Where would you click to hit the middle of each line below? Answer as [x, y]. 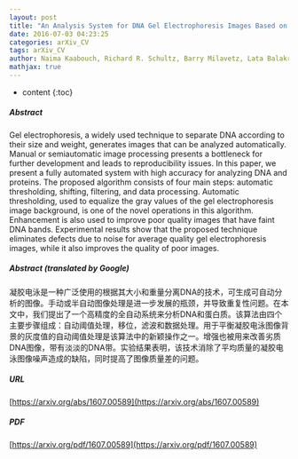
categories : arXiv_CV [49, 42]
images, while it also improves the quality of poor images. [114, 248]
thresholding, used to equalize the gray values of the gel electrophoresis [141, 201]
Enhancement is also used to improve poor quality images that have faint [142, 219]
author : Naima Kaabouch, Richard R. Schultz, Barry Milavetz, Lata [137, 59]
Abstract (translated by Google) [70, 268]
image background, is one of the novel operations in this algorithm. [132, 210]
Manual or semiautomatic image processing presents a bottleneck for [136, 154]
